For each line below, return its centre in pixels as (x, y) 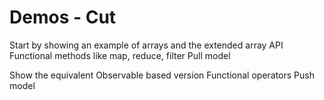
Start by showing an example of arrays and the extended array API (146, 45)
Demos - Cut (63, 17)
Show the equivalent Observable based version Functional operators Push (162, 75)
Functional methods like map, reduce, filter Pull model (120, 55)
